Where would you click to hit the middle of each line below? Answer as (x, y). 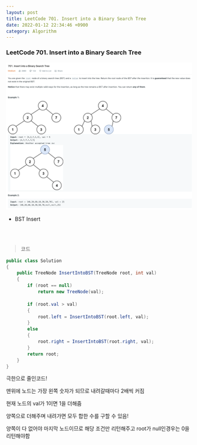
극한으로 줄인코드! (27, 378)
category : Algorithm (32, 31)
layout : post (22, 12)
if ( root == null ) (50, 286)
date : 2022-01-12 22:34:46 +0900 (47, 25)
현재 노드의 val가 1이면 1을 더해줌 (44, 404)
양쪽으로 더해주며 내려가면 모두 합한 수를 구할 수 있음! (67, 416)
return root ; (43, 354)
